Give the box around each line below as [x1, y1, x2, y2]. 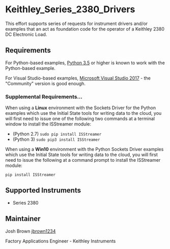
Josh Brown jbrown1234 [5, 228, 56, 234]
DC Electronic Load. [5, 31, 47, 37]
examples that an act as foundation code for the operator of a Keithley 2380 [5, 26, 164, 32]
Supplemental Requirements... [5, 93, 82, 100]
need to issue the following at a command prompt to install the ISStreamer [5, 157, 161, 163]
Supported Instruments [5, 186, 81, 195]
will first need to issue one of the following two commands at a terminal [5, 116, 155, 122]
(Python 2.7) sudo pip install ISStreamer [12, 131, 102, 137]
